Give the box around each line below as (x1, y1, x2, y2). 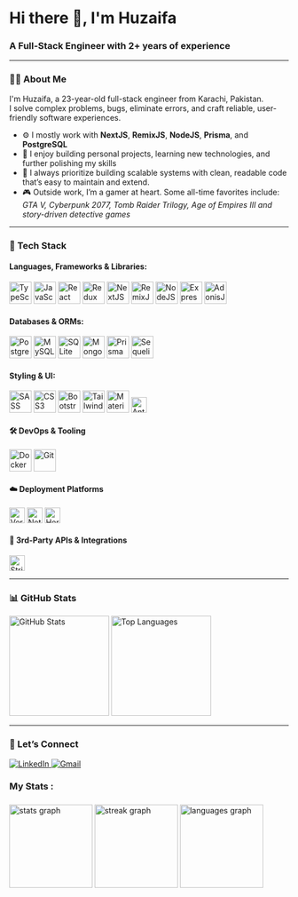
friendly (9, 112, 38, 123)
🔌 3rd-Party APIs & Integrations (9, 535, 128, 545)
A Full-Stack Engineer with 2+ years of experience (9, 40, 231, 52)
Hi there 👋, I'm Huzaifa (9, 8, 177, 28)
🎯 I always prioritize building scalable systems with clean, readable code (21, 167, 287, 178)
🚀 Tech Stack (9, 239, 67, 251)
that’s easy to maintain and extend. (21, 177, 150, 187)
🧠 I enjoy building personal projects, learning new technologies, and (21, 148, 271, 159)
